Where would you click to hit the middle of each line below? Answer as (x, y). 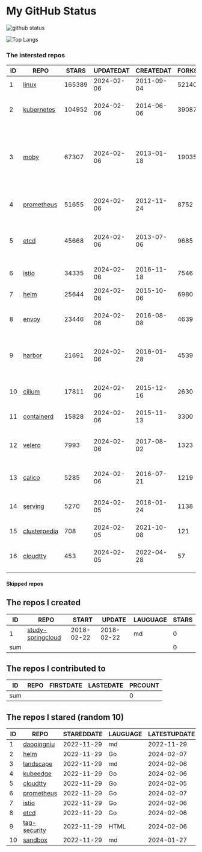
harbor (32, 355)
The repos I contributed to (56, 669)
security (35, 830)
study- (37, 630)
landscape (38, 764)
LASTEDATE (106, 685)
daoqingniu (39, 745)
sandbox (35, 840)
